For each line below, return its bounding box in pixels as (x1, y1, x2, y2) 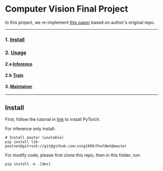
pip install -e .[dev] (5, 161, 51, 166)
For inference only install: (5, 125, 56, 132)
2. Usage (5, 49, 27, 56)
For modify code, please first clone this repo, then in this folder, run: (5, 152, 141, 158)
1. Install (5, 36, 25, 43)
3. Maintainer (5, 84, 33, 89)
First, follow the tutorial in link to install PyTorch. (5, 116, 101, 122)
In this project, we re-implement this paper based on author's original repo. (5, 19, 155, 25)
